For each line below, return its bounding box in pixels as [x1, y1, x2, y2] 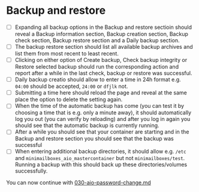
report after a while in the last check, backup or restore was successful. [14, 70, 192, 77]
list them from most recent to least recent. [14, 50, 119, 57]
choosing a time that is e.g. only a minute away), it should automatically [14, 109, 192, 116]
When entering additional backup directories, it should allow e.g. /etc [14, 148, 187, 155]
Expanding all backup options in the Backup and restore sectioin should [14, 23, 192, 31]
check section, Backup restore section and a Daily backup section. [14, 37, 180, 44]
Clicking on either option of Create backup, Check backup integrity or [14, 57, 188, 64]
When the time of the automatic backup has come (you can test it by [14, 102, 185, 110]
